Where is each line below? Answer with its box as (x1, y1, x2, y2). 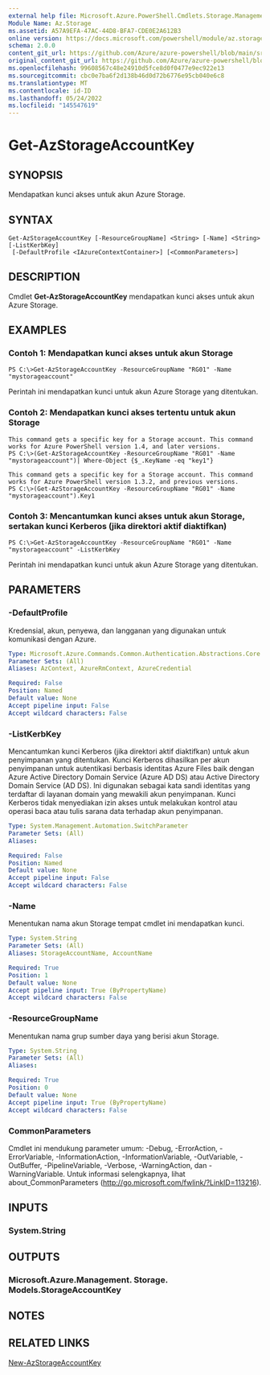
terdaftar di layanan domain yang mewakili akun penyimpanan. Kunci (8, 790, 236, 799)
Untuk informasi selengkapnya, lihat (67, 1169, 186, 1179)
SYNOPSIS (8, 168, 63, 182)
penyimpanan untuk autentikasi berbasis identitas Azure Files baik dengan (8, 764, 255, 774)
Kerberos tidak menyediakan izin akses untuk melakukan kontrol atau (8, 798, 238, 807)
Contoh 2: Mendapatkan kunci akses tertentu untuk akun (8, 407, 236, 419)
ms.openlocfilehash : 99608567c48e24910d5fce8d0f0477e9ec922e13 (8, 64, 225, 72)
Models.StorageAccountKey (8, 1284, 122, 1295)
